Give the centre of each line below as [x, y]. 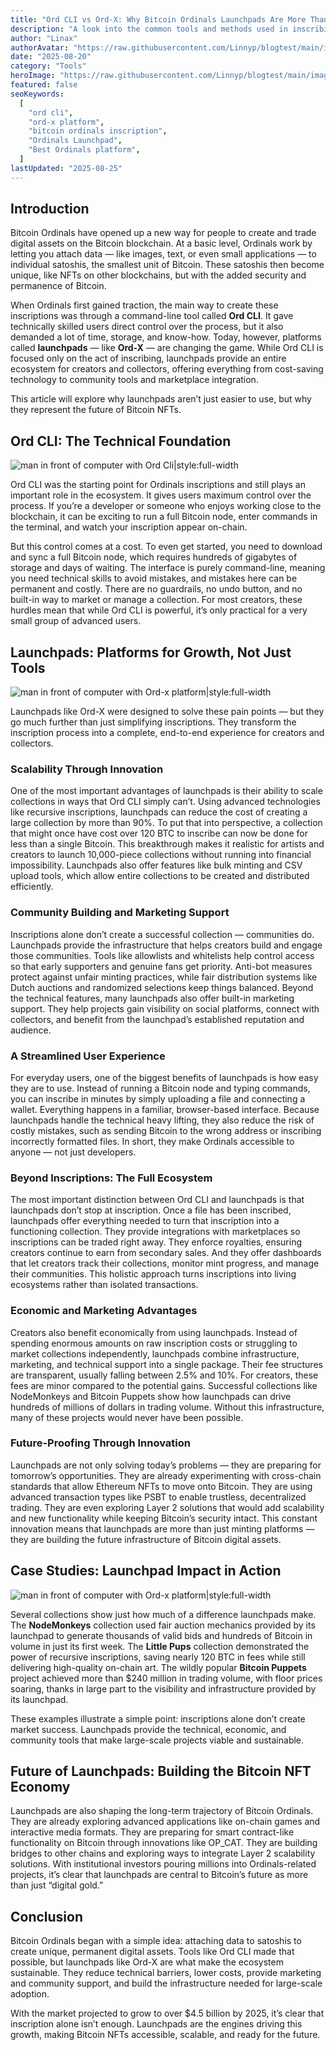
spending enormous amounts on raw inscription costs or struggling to [154, 1343]
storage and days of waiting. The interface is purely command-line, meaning [168, 568]
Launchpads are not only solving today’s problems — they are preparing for [166, 1465]
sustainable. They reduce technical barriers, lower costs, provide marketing [166, 1973]
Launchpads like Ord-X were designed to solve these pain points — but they [167, 712]
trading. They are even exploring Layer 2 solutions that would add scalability [167, 1507]
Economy [40, 1787]
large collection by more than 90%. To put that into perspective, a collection [166, 823]
